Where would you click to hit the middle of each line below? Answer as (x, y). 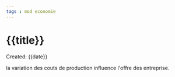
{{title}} (25, 40)
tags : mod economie (31, 11)
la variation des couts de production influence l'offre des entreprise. (88, 68)
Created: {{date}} (27, 57)
